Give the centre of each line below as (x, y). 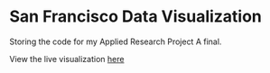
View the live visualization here (67, 59)
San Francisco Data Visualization (135, 17)
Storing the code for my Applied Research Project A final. (116, 41)
